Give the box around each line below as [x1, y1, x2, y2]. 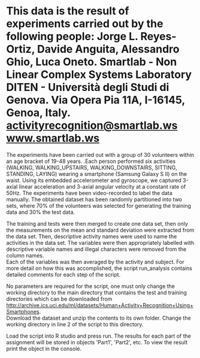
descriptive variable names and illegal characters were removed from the [6, 245, 187, 253]
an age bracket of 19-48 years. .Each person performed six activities [6, 157, 176, 165]
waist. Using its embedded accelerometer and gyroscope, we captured [6, 177, 181, 184]
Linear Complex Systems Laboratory [6, 68, 192, 81]
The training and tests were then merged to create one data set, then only [6, 220, 189, 227]
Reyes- [140, 30, 177, 43]
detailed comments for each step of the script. [6, 271, 121, 278]
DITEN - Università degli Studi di [6, 81, 169, 94]
